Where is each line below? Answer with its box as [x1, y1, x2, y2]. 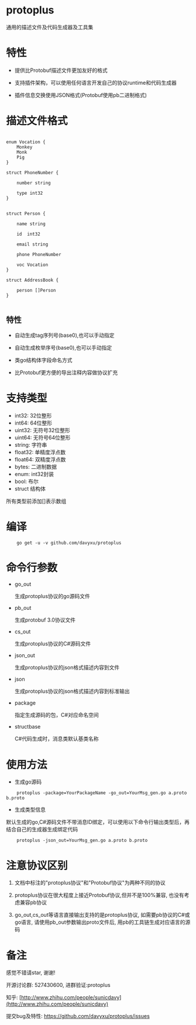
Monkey [16, 144, 33, 150]
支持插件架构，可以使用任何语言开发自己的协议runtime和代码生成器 [14, 79, 177, 86]
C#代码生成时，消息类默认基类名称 [14, 735, 99, 743]
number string [16, 180, 51, 186]
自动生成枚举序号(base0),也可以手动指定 [14, 344, 112, 351]
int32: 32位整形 [14, 412, 52, 419]
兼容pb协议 [19, 899, 47, 906]
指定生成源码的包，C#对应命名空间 [14, 712, 99, 719]
